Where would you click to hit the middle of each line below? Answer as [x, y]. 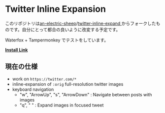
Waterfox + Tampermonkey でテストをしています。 [57, 40]
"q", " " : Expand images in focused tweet [62, 105]
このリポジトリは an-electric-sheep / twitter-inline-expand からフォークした [81, 23]
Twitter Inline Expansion [55, 9]
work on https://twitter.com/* [44, 79]
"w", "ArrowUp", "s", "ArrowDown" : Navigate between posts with [86, 94]
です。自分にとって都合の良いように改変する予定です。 [65, 29]
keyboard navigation [33, 89]
